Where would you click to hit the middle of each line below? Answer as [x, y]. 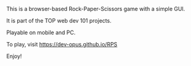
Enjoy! [14, 56]
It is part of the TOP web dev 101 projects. [59, 20]
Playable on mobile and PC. [41, 32]
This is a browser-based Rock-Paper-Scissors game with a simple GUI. [96, 9]
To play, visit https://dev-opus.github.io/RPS [62, 44]
